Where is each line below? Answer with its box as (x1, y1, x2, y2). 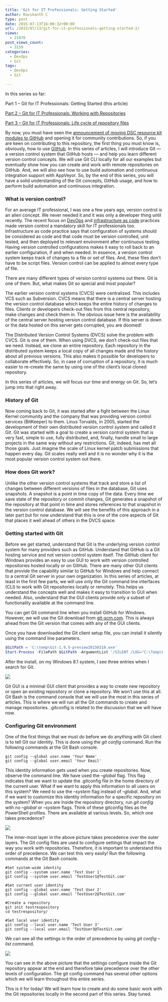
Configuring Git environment (5, 722, 76, 729)
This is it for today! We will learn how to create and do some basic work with (5, 986, 162, 992)
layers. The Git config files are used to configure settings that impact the (5, 840, 155, 846)
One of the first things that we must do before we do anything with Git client (5, 734, 161, 740)
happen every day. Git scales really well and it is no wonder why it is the (5, 451, 153, 457)
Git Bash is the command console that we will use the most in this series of (5, 694, 159, 700)
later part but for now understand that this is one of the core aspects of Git (5, 512, 159, 518)
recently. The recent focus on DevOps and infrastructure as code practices (5, 218, 160, 224)
